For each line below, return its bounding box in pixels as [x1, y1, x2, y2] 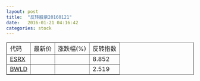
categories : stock [6, 25, 52, 31]
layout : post [6, 8, 39, 15]
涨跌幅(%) [57, 45, 87, 53]
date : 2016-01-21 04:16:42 [6, 20, 79, 25]
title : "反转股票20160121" [6, 14, 73, 20]
